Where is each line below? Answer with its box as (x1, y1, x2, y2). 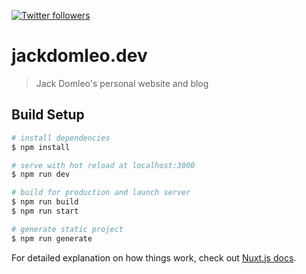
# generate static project (11, 224, 124, 234)
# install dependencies (11, 133, 111, 143)
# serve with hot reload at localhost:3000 (11, 160, 196, 170)
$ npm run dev (11, 170, 71, 180)
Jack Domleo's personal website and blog (35, 77, 209, 89)
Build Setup (11, 106, 85, 124)
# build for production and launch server (11, 188, 191, 198)
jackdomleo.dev (11, 45, 148, 67)
